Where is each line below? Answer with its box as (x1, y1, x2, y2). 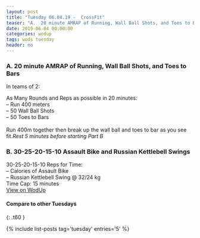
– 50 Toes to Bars (6, 114, 49, 121)
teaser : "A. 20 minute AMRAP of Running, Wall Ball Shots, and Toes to (6, 20, 190, 26)
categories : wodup (6, 31, 52, 37)
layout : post (6, 8, 39, 15)
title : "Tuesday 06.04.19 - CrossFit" (6, 14, 105, 20)
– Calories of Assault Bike (6, 167, 69, 175)
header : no (6, 42, 33, 48)
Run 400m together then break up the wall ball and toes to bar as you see (6, 126, 187, 133)
